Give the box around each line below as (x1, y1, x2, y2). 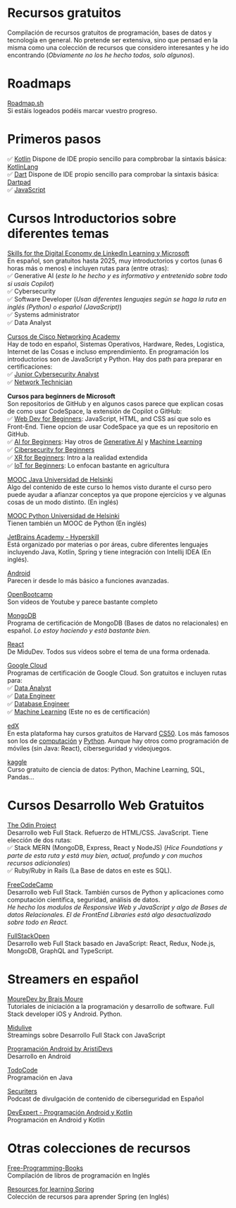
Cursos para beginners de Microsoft (7, 392, 116, 400)
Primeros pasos (7, 131, 101, 148)
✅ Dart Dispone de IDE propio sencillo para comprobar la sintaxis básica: (7, 169, 220, 178)
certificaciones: (7, 362, 53, 371)
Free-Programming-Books (7, 1164, 83, 1172)
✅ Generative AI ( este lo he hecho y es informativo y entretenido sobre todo (7, 271, 228, 280)
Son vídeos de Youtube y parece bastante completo (7, 597, 159, 606)
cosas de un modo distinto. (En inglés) (7, 498, 119, 506)
